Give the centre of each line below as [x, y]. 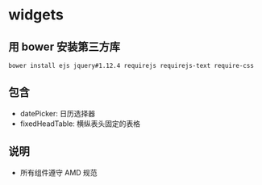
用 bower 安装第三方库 [64, 46]
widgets [36, 15]
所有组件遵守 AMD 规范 [59, 172]
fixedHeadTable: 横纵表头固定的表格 [80, 124]
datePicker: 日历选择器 [57, 113]
